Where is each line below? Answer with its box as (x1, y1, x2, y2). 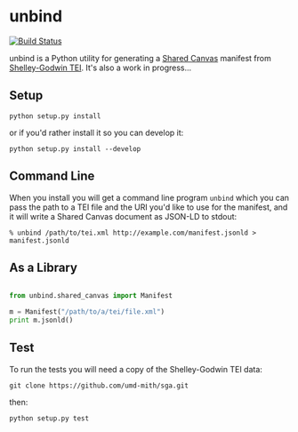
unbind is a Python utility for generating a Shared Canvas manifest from (9, 52, 271, 63)
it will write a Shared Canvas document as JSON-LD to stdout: (9, 211, 238, 221)
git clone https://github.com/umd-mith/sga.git (9, 380, 189, 390)
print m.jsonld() (9, 316, 74, 325)
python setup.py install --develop (9, 144, 141, 153)
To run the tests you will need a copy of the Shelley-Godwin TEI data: (9, 364, 262, 374)
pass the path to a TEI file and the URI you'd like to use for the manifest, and (9, 202, 288, 212)
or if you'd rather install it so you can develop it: (9, 127, 184, 138)
